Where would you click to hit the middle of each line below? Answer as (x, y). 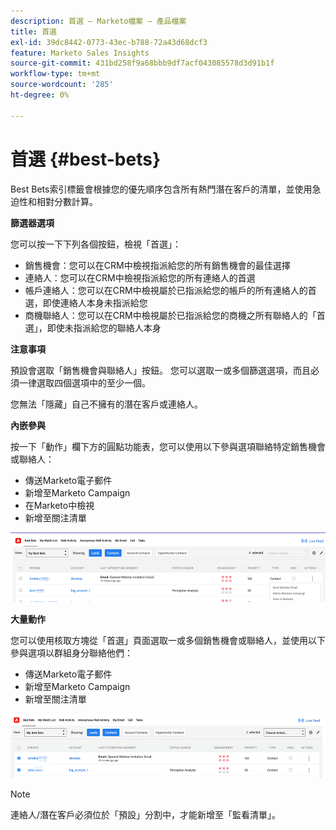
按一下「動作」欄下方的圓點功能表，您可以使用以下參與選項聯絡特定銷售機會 (168, 446)
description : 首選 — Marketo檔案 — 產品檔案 (98, 21)
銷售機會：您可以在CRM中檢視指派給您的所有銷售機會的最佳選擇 (157, 265)
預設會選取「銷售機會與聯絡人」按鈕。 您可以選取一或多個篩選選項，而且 (160, 370)
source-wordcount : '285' (62, 85)
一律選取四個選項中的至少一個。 (84, 382)
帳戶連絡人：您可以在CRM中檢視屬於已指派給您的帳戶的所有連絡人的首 (170, 290)
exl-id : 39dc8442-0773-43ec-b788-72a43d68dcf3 (109, 42)
